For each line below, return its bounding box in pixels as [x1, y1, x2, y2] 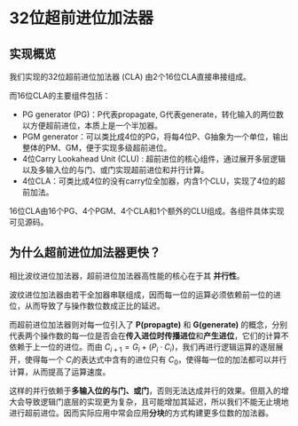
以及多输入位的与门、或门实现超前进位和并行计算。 [21, 165, 209, 175]
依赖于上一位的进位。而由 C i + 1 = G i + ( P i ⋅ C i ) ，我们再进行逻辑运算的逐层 [9, 341, 277, 354]
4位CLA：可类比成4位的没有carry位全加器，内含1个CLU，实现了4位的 [21, 176, 278, 186]
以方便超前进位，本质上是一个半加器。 [21, 121, 162, 130]
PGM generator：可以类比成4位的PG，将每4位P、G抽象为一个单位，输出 [21, 131, 289, 142]
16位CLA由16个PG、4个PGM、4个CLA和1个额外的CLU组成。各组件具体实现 [9, 206, 286, 216]
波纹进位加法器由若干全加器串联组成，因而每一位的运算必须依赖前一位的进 [9, 289, 281, 300]
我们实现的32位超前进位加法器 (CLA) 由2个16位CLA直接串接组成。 [9, 72, 251, 82]
